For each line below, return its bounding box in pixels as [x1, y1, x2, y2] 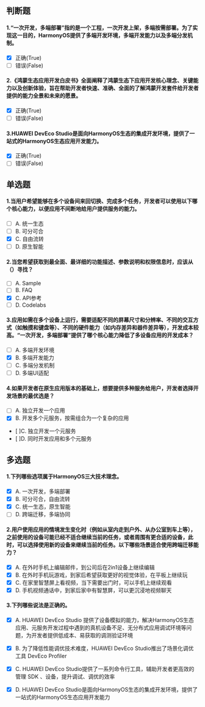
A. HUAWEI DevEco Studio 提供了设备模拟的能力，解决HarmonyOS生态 [15, 616, 194, 623]
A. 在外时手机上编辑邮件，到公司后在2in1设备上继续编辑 [15, 563, 155, 571]
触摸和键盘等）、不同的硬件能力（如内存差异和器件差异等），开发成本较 [22, 324, 199, 331]
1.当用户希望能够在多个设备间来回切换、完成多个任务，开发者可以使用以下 [6, 197, 192, 205]
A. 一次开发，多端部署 [15, 488, 71, 495]
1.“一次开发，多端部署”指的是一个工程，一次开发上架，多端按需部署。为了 [6, 24, 193, 31]
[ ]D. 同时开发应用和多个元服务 [15, 435, 92, 442]
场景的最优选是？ [11, 392, 55, 399]
